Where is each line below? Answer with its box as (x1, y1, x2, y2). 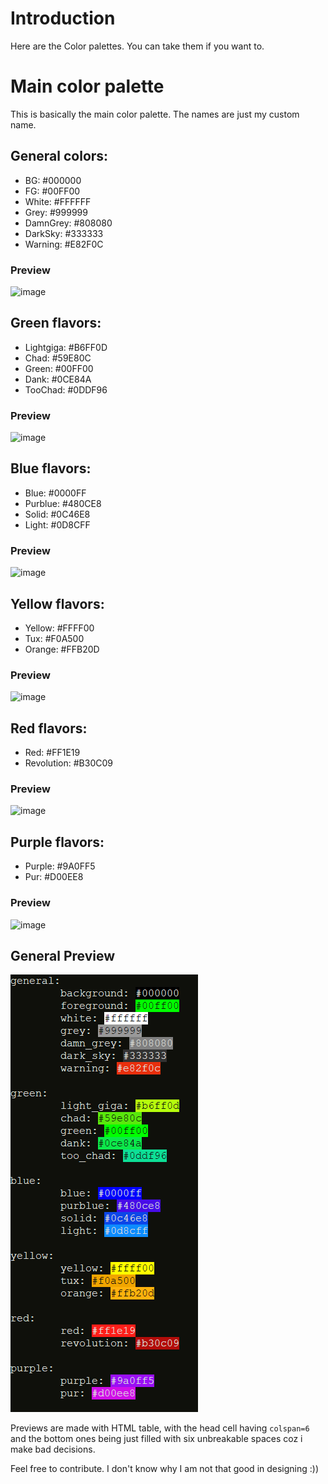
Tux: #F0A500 (24, 633, 85, 645)
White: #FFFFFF (24, 195, 92, 207)
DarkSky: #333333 (24, 227, 104, 239)
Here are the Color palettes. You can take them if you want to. (10, 40, 265, 52)
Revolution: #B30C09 (24, 757, 114, 769)
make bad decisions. (10, 1443, 96, 1456)
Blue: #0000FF (24, 487, 87, 499)
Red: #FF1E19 (24, 747, 81, 759)
